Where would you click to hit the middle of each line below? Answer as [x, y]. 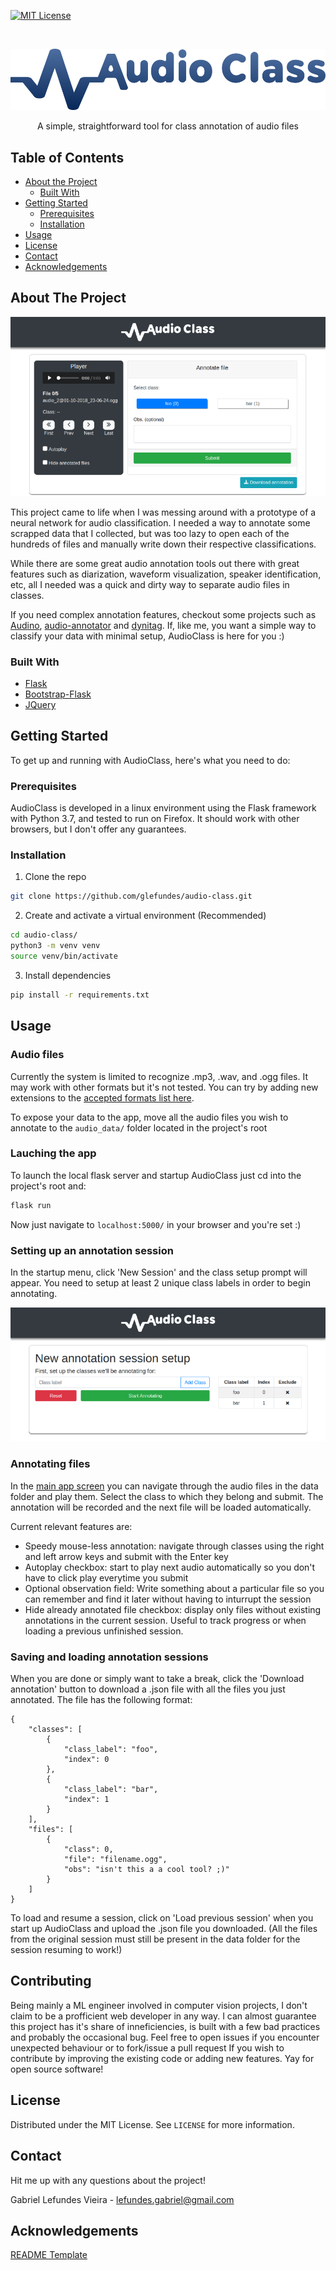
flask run [31, 1205]
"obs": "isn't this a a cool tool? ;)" [146, 1870]
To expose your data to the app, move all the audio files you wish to [149, 1117]
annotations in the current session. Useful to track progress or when [165, 1620]
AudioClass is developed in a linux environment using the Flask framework [163, 808]
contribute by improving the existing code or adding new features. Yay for [162, 2058]
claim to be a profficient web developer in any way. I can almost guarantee [163, 2016]
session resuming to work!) [66, 1950]
